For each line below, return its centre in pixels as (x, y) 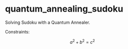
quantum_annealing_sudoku (64, 9)
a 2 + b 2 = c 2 (82, 41)
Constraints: (17, 32)
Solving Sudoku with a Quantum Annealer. (48, 22)
